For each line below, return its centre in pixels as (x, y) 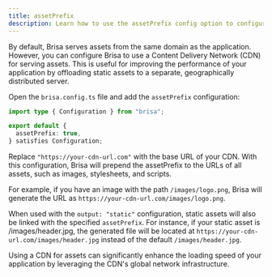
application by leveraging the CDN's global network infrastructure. (119, 264)
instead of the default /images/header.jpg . (171, 239)
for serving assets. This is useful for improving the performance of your (127, 64)
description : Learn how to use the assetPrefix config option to (121, 23)
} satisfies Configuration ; (56, 141)
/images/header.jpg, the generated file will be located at (102, 231)
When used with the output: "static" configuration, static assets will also (132, 214)
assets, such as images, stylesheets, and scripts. (90, 174)
